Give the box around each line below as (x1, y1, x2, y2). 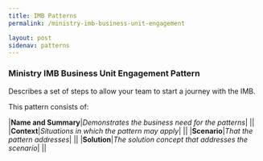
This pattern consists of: (8, 101, 89, 111)
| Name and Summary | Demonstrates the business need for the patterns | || (8, 118, 255, 127)
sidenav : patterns (8, 41, 70, 49)
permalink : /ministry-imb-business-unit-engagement (8, 19, 185, 27)
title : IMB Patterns (8, 11, 78, 20)
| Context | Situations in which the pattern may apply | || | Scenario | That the (8, 126, 253, 135)
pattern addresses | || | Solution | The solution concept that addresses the (8, 134, 248, 144)
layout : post (8, 34, 52, 42)
